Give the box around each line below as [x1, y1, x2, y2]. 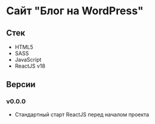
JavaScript [14, 56, 42, 63]
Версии [6, 80, 36, 90]
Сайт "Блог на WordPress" [6, 4, 144, 18]
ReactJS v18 [14, 62, 46, 69]
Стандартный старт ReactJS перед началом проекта [14, 111, 150, 118]
